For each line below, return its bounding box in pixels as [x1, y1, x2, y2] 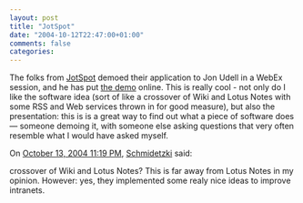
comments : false [9, 38, 71, 48]
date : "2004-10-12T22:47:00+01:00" [9, 30, 145, 39]
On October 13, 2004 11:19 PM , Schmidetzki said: [9, 147, 193, 159]
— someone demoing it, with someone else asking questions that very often [9, 120, 294, 132]
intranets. [9, 185, 45, 196]
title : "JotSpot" [9, 22, 76, 31]
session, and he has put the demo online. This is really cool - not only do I [9, 82, 287, 93]
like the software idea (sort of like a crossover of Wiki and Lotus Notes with [9, 92, 291, 103]
